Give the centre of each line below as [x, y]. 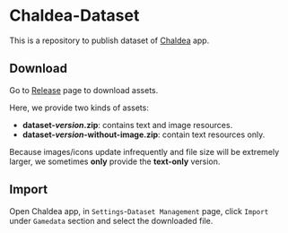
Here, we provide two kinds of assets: [79, 108]
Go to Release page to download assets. [84, 90]
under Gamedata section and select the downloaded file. [111, 220]
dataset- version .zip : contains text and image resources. [127, 125]
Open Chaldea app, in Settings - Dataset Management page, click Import [139, 211]
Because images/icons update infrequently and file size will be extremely [144, 151]
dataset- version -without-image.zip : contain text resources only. [144, 134]
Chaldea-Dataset [74, 16]
